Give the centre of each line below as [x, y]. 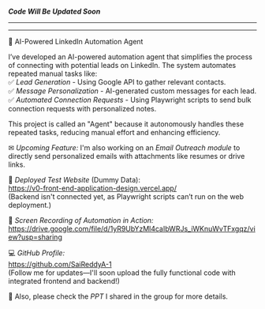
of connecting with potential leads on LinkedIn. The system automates [122, 65]
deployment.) [30, 205]
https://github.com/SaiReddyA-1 [60, 264]
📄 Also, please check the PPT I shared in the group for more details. [118, 296]
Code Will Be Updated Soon [54, 11]
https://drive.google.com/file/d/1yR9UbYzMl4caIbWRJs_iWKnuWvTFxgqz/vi [132, 229]
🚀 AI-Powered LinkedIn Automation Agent [76, 41]
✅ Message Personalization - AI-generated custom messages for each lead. [132, 91]
